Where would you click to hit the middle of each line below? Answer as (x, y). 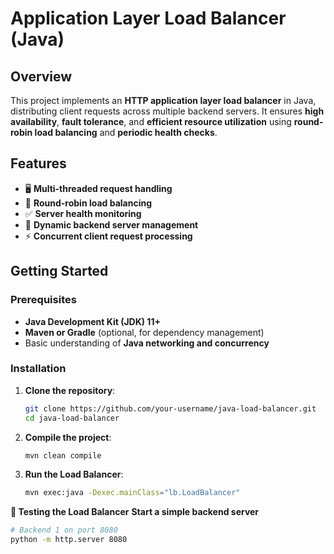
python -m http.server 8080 (69, 540)
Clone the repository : (70, 390)
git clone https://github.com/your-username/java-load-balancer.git (170, 408)
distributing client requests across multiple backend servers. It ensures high (167, 111)
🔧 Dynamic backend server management (111, 224)
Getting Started (59, 271)
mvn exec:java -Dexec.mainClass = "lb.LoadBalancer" (132, 493)
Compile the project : (68, 437)
